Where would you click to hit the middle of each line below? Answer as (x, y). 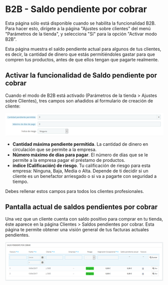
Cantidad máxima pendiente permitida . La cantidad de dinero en (80, 144)
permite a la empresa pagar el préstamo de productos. (69, 160)
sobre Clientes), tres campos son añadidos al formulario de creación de (79, 101)
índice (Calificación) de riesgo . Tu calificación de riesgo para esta (81, 165)
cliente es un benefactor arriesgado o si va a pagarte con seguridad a (85, 176)
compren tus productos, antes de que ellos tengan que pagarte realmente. (82, 59)
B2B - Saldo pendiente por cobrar (76, 9)
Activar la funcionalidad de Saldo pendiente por (81, 76)
